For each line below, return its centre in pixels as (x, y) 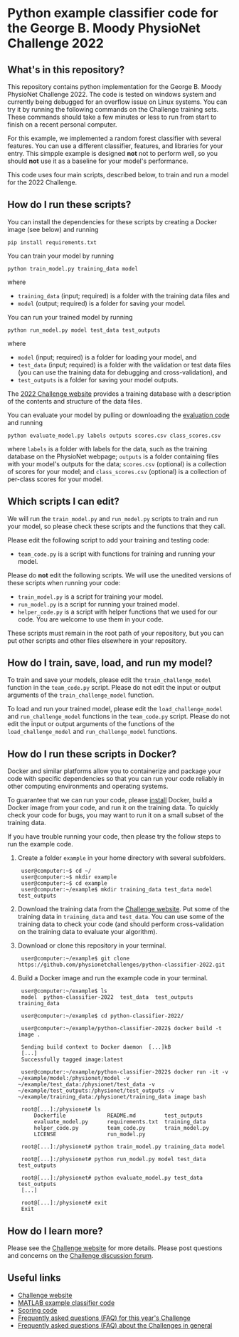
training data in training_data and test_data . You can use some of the (121, 917)
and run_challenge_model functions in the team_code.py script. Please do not (119, 716)
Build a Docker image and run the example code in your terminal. (113, 978)
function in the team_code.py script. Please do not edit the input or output (114, 688)
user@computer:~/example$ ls (64, 991)
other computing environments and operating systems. (88, 786)
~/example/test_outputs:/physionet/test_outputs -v (96, 1091)
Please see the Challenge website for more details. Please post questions (115, 1248)
